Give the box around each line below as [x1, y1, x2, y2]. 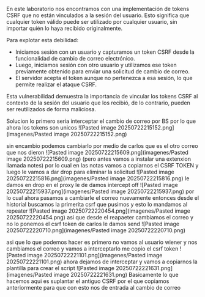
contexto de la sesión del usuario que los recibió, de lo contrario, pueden [6, 99, 191, 106]
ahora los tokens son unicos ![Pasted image [6, 124, 117, 131]
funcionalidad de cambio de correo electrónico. [15, 55, 136, 62]
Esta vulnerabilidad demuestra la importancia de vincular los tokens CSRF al [6, 93, 198, 100]
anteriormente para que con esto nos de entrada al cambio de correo [6, 284, 181, 291]
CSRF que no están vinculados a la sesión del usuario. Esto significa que [6, 12, 190, 19]
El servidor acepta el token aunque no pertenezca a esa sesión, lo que [15, 75, 193, 81]
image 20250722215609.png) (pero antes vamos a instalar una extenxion [6, 155, 192, 163]
